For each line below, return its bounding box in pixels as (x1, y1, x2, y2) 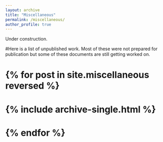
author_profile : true (5, 22, 52, 27)
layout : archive (5, 7, 40, 13)
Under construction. (5, 36, 48, 42)
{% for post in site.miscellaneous (5, 69, 150, 81)
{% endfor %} (5, 127, 65, 138)
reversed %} (5, 80, 60, 92)
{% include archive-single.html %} (5, 104, 156, 115)
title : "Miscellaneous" (5, 12, 56, 17)
